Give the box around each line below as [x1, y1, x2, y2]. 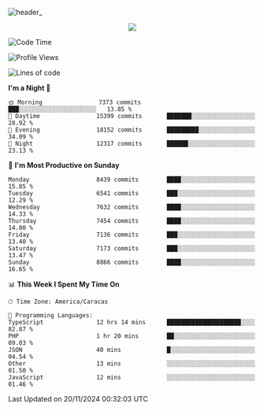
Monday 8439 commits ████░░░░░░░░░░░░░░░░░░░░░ [8, 176, 256, 183]
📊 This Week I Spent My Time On [8, 280, 120, 289]
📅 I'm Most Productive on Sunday [8, 161, 120, 169]
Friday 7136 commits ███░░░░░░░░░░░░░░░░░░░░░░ [8, 231, 256, 239]
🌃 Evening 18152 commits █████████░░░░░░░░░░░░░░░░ [8, 126, 256, 134]
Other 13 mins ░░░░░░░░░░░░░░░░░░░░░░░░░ [8, 360, 256, 368]
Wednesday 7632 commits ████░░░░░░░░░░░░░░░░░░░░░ [8, 203, 256, 211]
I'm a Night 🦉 [8, 83, 51, 92]
